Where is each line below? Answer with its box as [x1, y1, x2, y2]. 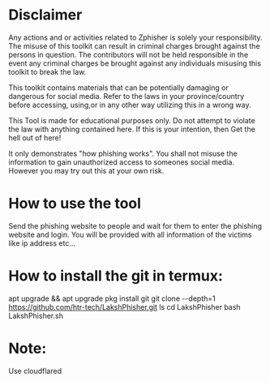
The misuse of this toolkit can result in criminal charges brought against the [8, 41, 261, 50]
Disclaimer [8, 6, 83, 24]
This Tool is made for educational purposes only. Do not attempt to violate [8, 115, 255, 125]
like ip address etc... [8, 238, 75, 248]
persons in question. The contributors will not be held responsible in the [8, 49, 249, 59]
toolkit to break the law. [8, 67, 87, 76]
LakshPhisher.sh [8, 311, 63, 320]
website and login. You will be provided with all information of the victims [8, 230, 253, 239]
